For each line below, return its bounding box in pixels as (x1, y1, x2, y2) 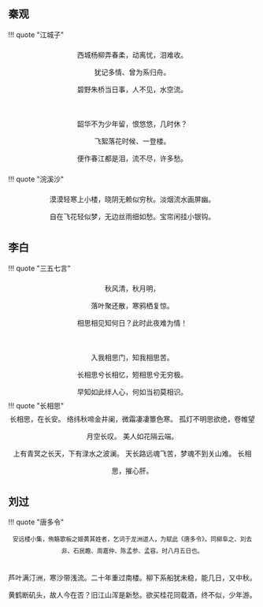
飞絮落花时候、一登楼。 (94, 136, 171, 146)
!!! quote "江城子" (8, 30, 65, 39)
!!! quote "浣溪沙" (8, 174, 65, 184)
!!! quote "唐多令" (8, 517, 65, 527)
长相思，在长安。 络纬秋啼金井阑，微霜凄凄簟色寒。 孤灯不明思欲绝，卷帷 (9, 414, 248, 423)
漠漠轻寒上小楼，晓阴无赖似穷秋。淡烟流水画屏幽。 (50, 194, 215, 203)
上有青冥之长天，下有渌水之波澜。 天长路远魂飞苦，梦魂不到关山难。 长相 (13, 449, 252, 458)
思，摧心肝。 (111, 466, 154, 475)
